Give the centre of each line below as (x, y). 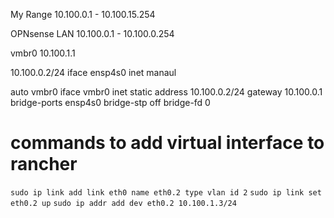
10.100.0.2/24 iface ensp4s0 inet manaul (93, 72)
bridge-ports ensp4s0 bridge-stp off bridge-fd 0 (110, 102)
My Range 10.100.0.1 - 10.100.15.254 (83, 14)
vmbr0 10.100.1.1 (43, 53)
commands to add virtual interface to (167, 143)
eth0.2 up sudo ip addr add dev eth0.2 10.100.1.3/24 (123, 203)
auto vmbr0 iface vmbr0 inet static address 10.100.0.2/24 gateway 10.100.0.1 (166, 92)
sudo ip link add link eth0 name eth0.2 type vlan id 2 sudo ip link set (166, 192)
